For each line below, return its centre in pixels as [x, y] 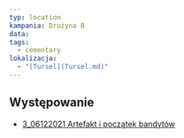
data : [19, 34]
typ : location [35, 17]
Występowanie [52, 103]
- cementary [39, 50]
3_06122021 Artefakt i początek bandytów [98, 124]
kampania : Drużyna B [47, 26]
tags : [19, 42]
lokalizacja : [33, 58]
